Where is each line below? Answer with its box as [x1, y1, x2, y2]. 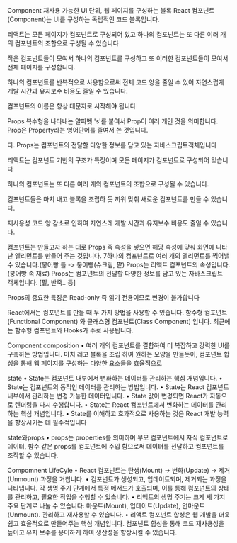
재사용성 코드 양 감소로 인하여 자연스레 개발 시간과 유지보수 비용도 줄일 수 [7, 219, 209, 227]
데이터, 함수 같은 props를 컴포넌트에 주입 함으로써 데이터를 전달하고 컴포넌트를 [7, 442, 224, 450]
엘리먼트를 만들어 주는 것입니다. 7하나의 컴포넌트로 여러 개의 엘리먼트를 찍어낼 [14, 252, 230, 260]
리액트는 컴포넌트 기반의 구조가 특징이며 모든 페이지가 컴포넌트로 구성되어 [7, 156, 210, 164]
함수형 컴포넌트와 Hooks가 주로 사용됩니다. [14, 326, 134, 335]
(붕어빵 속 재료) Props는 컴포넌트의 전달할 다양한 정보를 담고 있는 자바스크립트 [7, 269, 224, 278]
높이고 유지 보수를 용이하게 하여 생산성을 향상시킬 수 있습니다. [7, 528, 178, 537]
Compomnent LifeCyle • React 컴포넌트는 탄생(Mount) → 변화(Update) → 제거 [7, 466, 231, 474]
